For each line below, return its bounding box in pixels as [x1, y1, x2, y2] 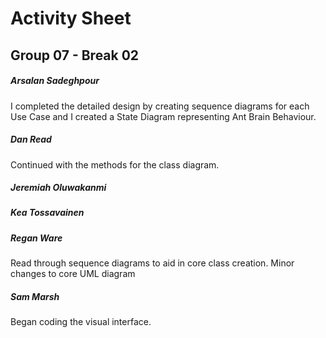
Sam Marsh [10, 290, 60, 302]
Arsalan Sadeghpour [10, 75, 100, 87]
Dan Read [10, 133, 52, 146]
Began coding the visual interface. [10, 316, 152, 328]
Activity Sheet [10, 7, 132, 30]
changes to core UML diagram [10, 268, 136, 280]
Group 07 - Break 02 [10, 47, 140, 64]
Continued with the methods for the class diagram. [10, 158, 220, 171]
